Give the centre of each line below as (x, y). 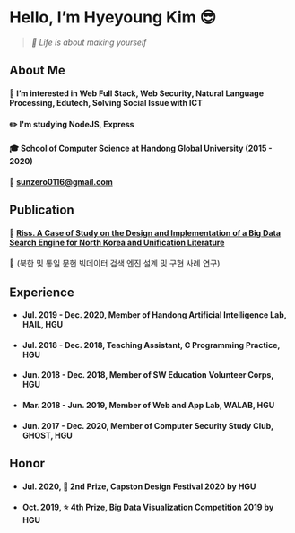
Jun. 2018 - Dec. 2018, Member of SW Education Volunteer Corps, (148, 375)
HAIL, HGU (43, 325)
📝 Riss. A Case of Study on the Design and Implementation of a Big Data (145, 232)
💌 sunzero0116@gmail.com (61, 181)
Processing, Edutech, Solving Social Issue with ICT (106, 102)
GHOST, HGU (48, 435)
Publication (42, 210)
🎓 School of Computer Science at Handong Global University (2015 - (141, 149)
